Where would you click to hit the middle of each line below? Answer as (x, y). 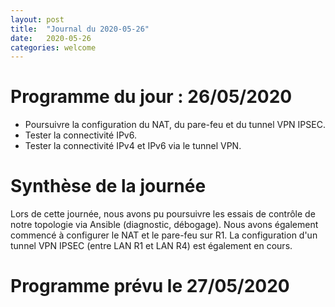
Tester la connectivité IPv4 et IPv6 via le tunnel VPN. (133, 146)
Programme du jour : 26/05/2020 (151, 97)
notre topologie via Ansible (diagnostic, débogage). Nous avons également (164, 225)
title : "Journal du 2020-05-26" (80, 29)
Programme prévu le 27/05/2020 (150, 286)
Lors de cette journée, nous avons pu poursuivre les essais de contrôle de (163, 214)
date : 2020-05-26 (51, 38)
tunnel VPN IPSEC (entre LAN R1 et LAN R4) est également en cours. (151, 246)
